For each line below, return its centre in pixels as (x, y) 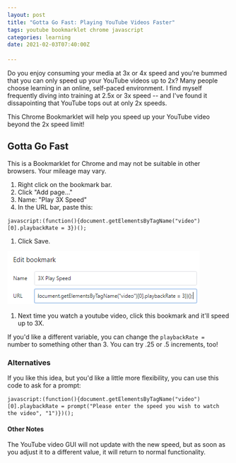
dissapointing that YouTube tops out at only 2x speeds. (87, 103)
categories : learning (39, 37)
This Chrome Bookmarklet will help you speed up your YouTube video (109, 117)
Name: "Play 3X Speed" (52, 199)
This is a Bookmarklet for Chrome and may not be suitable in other (104, 163)
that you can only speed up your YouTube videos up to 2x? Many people (113, 80)
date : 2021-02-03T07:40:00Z (49, 45)
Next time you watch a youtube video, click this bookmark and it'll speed (123, 315)
